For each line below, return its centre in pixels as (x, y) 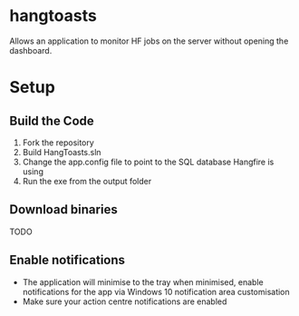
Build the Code (52, 120)
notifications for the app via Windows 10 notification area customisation (156, 291)
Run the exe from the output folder (87, 181)
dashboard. (31, 50)
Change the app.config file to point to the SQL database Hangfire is (148, 162)
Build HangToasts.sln (62, 152)
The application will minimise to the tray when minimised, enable (143, 281)
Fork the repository (58, 143)
